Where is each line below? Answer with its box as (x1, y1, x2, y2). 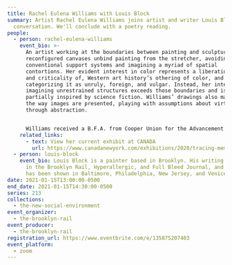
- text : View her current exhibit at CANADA (25, 138, 156, 145)
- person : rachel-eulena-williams (13, 36, 113, 43)
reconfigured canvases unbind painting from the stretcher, (25, 55, 202, 62)
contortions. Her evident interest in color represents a (25, 68, 196, 75)
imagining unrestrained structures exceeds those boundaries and (25, 87, 217, 94)
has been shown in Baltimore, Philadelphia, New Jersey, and (25, 170, 206, 177)
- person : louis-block (13, 151, 79, 158)
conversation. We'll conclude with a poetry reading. (13, 23, 171, 30)
